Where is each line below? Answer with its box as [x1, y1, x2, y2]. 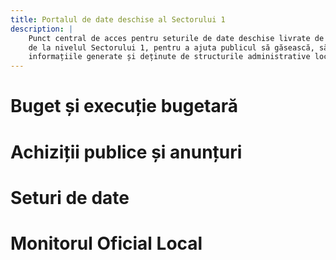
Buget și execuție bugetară [10, 95, 239, 118]
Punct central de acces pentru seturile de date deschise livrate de [28, 33, 325, 43]
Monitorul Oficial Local [10, 232, 203, 255]
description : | [10, 24, 74, 34]
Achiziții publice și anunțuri [10, 141, 243, 163]
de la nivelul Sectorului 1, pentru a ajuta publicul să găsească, [28, 42, 315, 53]
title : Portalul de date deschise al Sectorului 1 [10, 14, 226, 25]
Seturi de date [10, 186, 130, 209]
